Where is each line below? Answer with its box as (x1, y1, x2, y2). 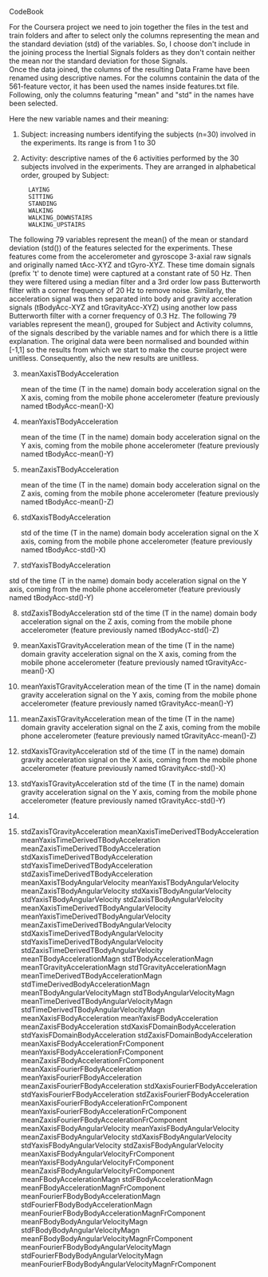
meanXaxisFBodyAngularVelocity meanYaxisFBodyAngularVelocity (20, 1124, 240, 1133)
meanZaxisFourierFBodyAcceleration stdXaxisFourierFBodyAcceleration (20, 1081, 258, 1090)
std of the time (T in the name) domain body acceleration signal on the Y (9, 576, 247, 585)
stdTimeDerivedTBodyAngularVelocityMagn (20, 1005, 166, 1014)
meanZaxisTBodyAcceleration (20, 465, 119, 474)
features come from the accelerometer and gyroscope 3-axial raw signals (9, 251, 252, 261)
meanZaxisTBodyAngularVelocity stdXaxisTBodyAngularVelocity (20, 886, 232, 895)
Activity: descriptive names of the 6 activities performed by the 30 (20, 153, 239, 163)
